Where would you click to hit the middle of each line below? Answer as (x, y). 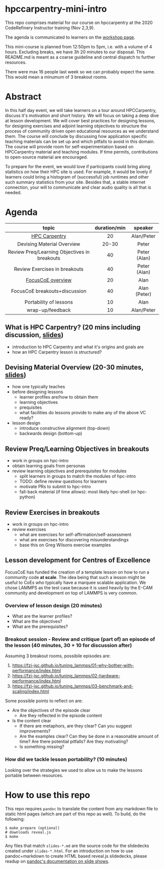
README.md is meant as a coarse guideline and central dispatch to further (80, 57)
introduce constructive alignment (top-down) (65, 428)
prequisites (31, 407)
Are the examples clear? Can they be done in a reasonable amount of (89, 736)
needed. (13, 192)
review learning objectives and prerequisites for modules (69, 471)
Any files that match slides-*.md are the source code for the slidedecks (77, 846)
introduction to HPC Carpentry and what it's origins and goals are (78, 347)
